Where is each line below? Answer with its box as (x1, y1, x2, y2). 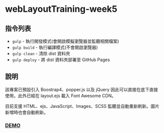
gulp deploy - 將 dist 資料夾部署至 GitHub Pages (12, 57, 110, 63)
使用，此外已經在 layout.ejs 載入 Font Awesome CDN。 (5, 93, 116, 99)
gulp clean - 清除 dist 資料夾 (12, 51, 70, 56)
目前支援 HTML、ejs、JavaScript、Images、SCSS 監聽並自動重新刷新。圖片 (5, 103, 160, 109)
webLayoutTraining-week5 (5, 3, 118, 15)
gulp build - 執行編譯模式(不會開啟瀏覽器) (12, 44, 98, 50)
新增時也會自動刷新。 (5, 109, 48, 115)
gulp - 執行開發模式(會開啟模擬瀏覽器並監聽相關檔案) (12, 38, 119, 44)
